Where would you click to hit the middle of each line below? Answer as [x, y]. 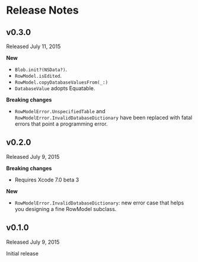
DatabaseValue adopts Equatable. [55, 88]
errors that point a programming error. [61, 124]
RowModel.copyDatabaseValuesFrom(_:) [61, 82]
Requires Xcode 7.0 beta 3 [47, 180]
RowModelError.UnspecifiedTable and [60, 111]
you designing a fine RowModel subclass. [66, 209]
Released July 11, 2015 [33, 46]
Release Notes [42, 10]
